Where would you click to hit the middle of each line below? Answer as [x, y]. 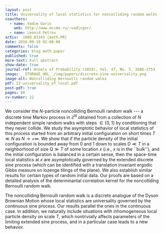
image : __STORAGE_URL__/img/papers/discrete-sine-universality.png [76, 74]
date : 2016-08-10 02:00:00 [33, 42]
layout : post [18, 10]
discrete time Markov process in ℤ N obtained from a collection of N [73, 117]
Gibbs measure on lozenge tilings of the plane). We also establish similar [79, 170]
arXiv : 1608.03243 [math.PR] [36, 38]
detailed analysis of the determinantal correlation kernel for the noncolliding [82, 181]
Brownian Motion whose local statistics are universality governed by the [78, 200]
